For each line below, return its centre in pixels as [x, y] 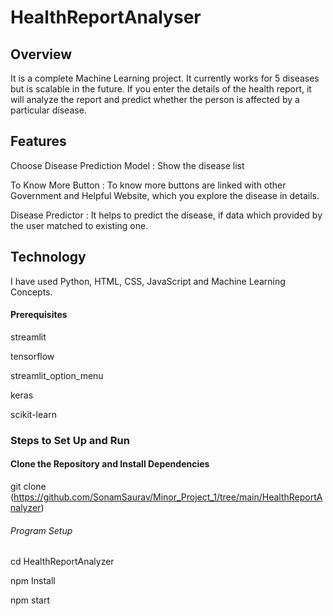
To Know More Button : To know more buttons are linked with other [148, 185]
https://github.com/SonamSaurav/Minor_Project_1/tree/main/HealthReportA [168, 497]
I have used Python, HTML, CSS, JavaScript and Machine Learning [148, 281]
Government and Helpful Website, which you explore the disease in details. [165, 195]
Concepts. [31, 292]
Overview [41, 54]
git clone [28, 486]
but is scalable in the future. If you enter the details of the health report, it [161, 89]
